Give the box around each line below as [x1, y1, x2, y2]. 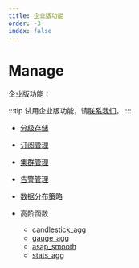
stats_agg [31, 250, 64, 260]
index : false [8, 27, 52, 35]
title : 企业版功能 [8, 11, 64, 20]
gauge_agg [31, 233, 70, 243]
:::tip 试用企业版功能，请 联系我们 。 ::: [8, 106, 132, 116]
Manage [8, 61, 64, 80]
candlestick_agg [31, 225, 87, 234]
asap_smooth [31, 242, 76, 252]
